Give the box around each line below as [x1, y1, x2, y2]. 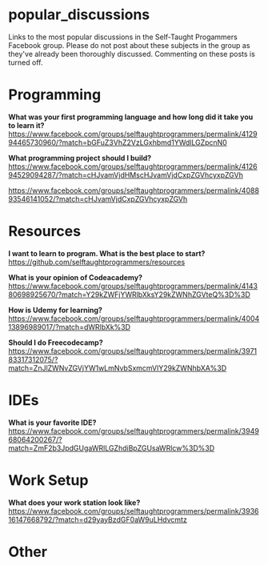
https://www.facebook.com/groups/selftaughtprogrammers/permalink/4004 [8, 314, 260, 323]
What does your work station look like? [8, 498, 141, 507]
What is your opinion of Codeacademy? [8, 272, 142, 282]
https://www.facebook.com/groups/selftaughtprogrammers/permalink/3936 [8, 506, 259, 515]
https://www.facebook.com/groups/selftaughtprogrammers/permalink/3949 [8, 426, 260, 435]
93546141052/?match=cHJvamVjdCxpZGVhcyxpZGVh [8, 194, 188, 203]
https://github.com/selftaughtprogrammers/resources [8, 257, 186, 266]
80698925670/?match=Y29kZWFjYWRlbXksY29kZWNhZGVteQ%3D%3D [8, 290, 250, 299]
